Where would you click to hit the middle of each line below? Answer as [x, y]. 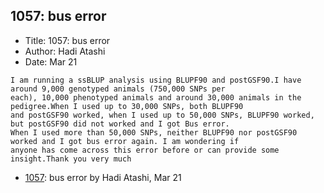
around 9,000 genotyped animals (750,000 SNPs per [118, 89]
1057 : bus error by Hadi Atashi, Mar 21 [103, 177]
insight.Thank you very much [71, 159]
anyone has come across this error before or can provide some [145, 150]
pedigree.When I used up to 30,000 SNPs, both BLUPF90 [127, 106]
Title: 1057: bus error [67, 40]
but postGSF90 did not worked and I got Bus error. [120, 124]
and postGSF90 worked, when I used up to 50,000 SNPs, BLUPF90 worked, [162, 115]
